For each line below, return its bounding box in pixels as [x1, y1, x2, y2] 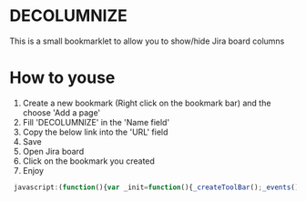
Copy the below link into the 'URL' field [22, 126, 168, 137]
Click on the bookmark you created [22, 156, 155, 166]
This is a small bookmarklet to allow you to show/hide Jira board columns [9, 35, 285, 46]
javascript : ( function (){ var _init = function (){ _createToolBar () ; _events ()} [13, 183, 303, 192]
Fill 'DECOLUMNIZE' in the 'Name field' [22, 116, 170, 127]
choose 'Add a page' [22, 106, 101, 118]
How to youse [9, 67, 116, 88]
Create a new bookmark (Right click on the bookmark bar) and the [22, 97, 271, 108]
